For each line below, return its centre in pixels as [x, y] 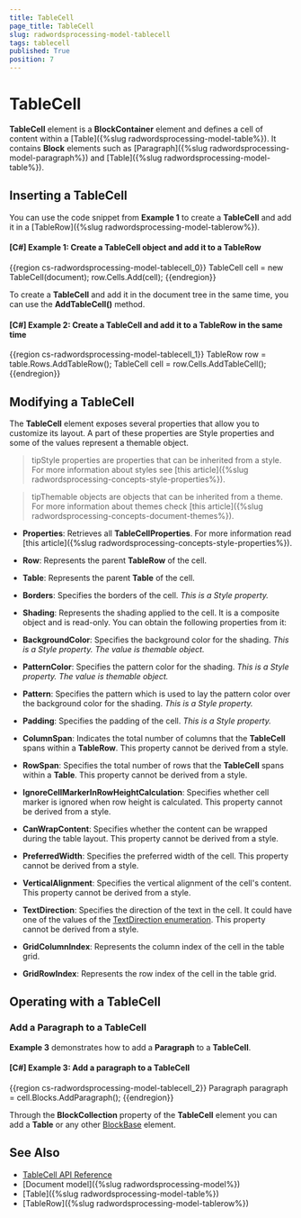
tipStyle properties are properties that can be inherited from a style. [156, 459]
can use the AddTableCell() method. [77, 304]
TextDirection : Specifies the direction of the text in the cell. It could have [157, 910]
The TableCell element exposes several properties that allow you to [134, 423]
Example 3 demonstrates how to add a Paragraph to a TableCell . [130, 1047]
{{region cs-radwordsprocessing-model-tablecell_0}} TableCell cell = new [146, 268]
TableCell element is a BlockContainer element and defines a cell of [136, 129]
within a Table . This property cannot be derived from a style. [135, 775]
